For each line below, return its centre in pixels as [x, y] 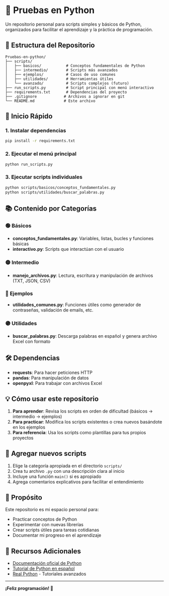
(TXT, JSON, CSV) [31, 280]
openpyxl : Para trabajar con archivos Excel [57, 383]
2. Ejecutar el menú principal [41, 154]
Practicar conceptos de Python [45, 519]
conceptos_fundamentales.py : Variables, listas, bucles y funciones [83, 239]
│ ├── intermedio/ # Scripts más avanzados [62, 70]
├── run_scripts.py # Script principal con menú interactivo [80, 87]
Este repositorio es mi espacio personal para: [52, 510]
